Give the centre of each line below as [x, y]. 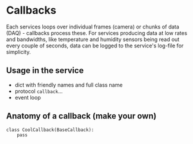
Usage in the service [45, 71]
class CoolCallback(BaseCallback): [50, 130]
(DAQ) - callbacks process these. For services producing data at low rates [97, 33]
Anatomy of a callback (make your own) [81, 116]
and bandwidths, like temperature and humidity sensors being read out [93, 39]
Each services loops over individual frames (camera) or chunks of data [93, 27]
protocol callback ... [39, 91]
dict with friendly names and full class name [69, 85]
